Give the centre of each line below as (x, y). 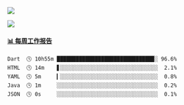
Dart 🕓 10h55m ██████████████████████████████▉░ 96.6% (92, 59)
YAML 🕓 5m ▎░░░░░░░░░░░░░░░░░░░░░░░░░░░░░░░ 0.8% (92, 77)
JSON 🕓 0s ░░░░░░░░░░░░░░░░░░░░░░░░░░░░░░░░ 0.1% (92, 94)
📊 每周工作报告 (30, 41)
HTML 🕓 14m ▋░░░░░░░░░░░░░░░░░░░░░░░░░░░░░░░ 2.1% (92, 68)
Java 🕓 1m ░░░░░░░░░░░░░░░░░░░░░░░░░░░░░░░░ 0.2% (92, 86)
